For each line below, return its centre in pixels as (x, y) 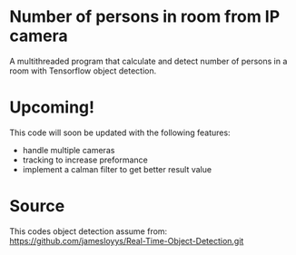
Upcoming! (52, 108)
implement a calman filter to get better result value (117, 169)
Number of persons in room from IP (145, 17)
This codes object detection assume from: (89, 231)
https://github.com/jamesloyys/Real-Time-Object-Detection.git (127, 240)
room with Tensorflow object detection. (83, 71)
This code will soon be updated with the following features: (120, 132)
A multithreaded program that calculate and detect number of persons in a (148, 61)
